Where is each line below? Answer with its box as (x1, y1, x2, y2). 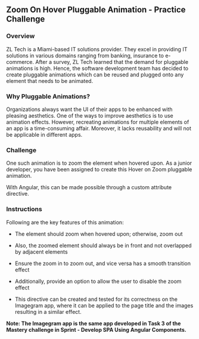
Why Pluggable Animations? (6, 92, 91, 100)
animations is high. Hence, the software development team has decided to (6, 64, 189, 72)
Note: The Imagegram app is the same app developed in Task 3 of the (6, 319, 181, 327)
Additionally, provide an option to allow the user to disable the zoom (14, 278, 182, 285)
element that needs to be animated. (6, 77, 94, 84)
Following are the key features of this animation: (6, 218, 124, 226)
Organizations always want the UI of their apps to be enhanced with (6, 106, 173, 113)
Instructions (6, 205, 43, 214)
